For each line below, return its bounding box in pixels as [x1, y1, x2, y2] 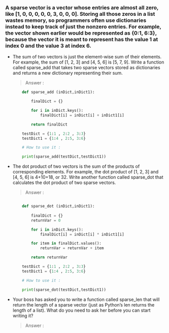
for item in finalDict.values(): [31, 241, 102, 246]
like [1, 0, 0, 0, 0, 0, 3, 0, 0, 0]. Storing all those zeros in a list [5, 10, 155, 17]
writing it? [12, 312, 33, 319]
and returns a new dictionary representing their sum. [12, 70, 123, 76]
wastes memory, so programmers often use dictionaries [5, 17, 147, 24]
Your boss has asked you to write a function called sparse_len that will [12, 296, 160, 302]
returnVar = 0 [31, 218, 61, 223]
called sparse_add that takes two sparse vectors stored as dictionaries [12, 65, 161, 71]
